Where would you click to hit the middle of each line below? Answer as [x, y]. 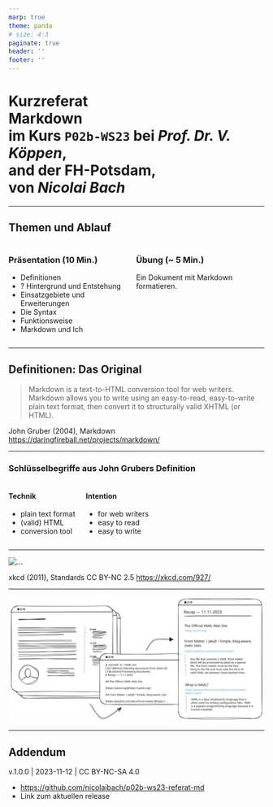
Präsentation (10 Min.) [53, 260]
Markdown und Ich [52, 329]
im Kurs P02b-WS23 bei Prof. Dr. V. [120, 136]
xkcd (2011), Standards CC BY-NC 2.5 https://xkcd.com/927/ [110, 578]
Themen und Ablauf [60, 228]
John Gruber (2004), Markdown [62, 430]
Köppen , [38, 153]
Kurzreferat [48, 101]
